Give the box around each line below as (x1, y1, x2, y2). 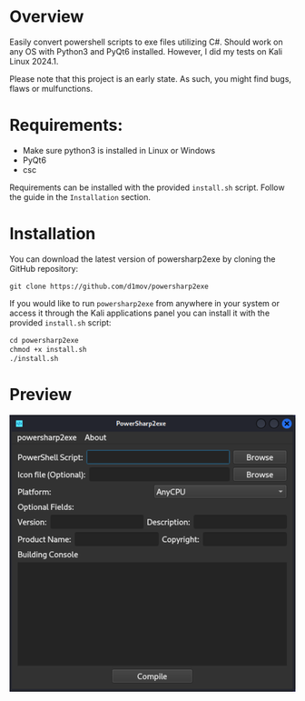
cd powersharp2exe (9, 335, 79, 345)
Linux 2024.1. (9, 55, 59, 66)
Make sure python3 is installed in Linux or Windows (22, 145, 216, 155)
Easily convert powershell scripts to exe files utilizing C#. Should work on (9, 36, 283, 47)
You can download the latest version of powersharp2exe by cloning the (9, 253, 276, 265)
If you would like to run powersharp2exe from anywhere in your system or (9, 297, 280, 308)
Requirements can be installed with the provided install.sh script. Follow (9, 182, 285, 193)
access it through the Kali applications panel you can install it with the (9, 307, 271, 318)
